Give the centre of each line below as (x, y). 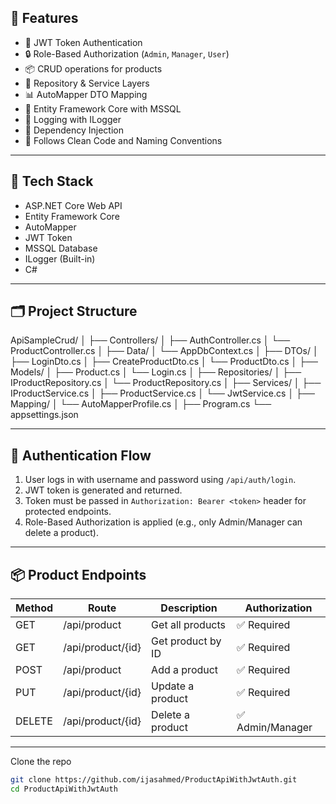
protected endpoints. (68, 512)
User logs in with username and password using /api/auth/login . (160, 480)
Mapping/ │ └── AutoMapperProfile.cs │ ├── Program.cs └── (141, 404)
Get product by (186, 641)
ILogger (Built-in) (60, 258)
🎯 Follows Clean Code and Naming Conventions (123, 140)
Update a (173, 686)
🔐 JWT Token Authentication (83, 42)
